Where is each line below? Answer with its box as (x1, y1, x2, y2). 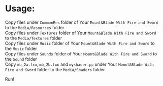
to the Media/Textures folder (5, 35, 63, 41)
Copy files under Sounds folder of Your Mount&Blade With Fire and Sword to (5, 50, 157, 57)
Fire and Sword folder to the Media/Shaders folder (5, 66, 105, 72)
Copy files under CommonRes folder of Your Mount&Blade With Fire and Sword (5, 19, 159, 25)
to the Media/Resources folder (5, 24, 65, 30)
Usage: (5, 3, 35, 14)
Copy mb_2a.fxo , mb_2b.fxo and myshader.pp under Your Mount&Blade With (5, 61, 154, 67)
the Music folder (5, 45, 37, 51)
